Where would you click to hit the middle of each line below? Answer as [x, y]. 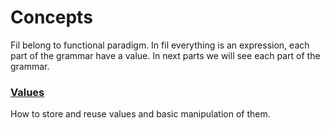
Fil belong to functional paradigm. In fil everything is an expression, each [160, 45]
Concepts [51, 17]
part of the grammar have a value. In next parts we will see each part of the [165, 55]
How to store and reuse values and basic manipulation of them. [140, 114]
